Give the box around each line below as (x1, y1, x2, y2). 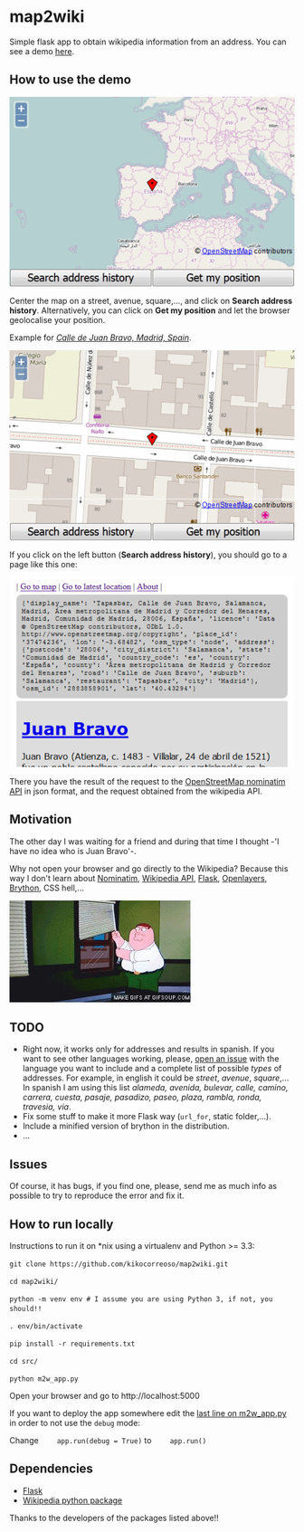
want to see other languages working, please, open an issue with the (22, 1053, 280, 1064)
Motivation (9, 812, 72, 827)
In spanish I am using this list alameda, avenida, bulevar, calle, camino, (22, 1082, 289, 1093)
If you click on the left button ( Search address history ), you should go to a (9, 549, 288, 560)
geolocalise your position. (9, 315, 106, 326)
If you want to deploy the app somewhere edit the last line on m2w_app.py (9, 1408, 287, 1419)
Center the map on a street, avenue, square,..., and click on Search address (9, 296, 293, 307)
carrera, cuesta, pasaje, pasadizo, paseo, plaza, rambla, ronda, (22, 1092, 262, 1103)
